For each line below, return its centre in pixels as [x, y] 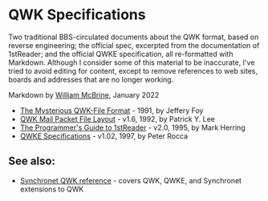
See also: [32, 161]
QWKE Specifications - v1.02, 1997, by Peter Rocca [104, 136]
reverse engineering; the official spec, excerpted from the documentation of [134, 45]
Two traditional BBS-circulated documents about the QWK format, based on [134, 37]
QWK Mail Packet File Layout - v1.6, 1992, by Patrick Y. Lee [117, 119]
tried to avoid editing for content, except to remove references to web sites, [133, 70]
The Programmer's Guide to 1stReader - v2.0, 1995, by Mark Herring [133, 127]
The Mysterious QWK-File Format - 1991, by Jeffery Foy [112, 111]
